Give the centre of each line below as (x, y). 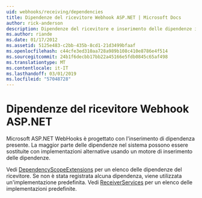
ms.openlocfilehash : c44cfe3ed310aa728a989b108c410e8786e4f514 (87, 51)
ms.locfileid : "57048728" (38, 79)
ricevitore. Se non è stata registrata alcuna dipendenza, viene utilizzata (94, 176)
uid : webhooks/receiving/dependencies (55, 12)
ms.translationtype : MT (36, 62)
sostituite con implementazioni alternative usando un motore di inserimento (99, 152)
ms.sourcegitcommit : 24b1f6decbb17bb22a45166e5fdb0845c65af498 (87, 57)
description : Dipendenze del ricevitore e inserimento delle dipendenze (99, 29)
